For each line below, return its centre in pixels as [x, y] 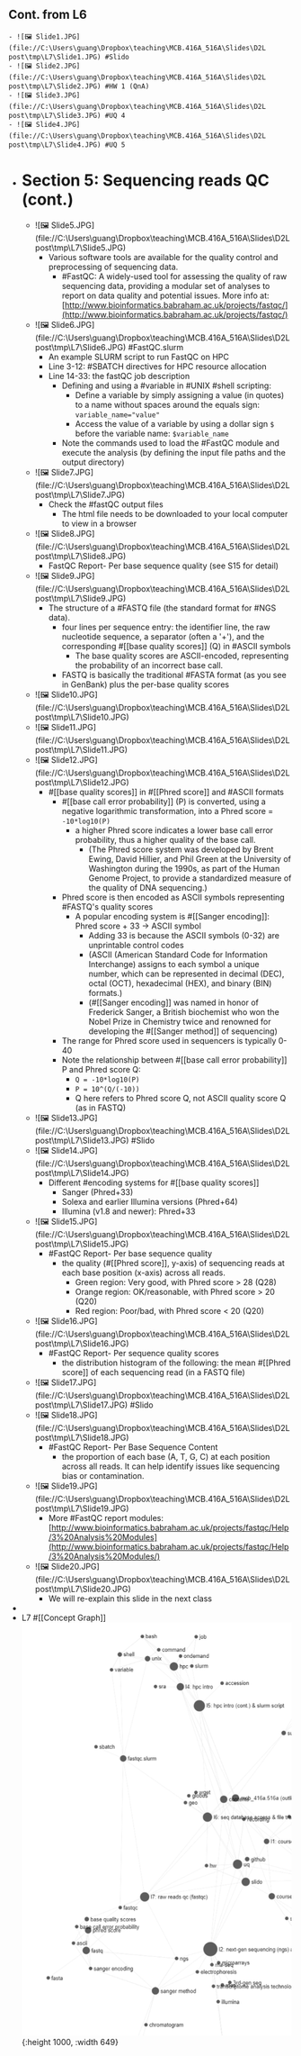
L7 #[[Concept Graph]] [64, 1617]
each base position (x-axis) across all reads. [143, 1273]
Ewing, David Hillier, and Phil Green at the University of [190, 858]
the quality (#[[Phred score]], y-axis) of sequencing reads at [173, 1263]
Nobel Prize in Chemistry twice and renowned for [180, 1021]
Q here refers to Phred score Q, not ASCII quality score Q [181, 1098]
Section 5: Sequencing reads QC [146, 180]
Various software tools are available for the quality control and [163, 257]
